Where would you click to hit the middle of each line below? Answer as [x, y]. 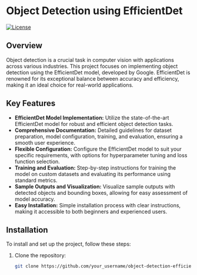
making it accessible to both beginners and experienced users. [91, 211]
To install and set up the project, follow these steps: [69, 244]
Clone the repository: [40, 256]
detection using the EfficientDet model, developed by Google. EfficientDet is [98, 72]
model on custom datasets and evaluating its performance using [93, 174]
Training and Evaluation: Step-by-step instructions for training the [95, 168]
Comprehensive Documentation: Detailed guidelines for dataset [93, 130]
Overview [24, 46]
